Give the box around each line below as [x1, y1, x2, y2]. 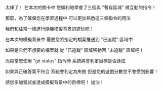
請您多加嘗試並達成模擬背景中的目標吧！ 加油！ [5, 79, 104, 85]
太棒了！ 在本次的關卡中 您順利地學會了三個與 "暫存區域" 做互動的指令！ [5, 5, 156, 10]
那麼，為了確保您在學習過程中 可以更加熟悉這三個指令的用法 [5, 15, 131, 21]
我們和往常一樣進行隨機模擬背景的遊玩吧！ [5, 26, 94, 32]
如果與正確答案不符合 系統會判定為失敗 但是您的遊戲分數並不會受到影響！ [5, 68, 158, 74]
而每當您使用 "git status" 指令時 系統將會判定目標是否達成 [5, 58, 126, 64]
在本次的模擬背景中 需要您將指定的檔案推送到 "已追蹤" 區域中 [5, 37, 133, 42]
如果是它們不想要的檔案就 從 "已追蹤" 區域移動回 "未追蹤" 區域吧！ [5, 47, 144, 53]
